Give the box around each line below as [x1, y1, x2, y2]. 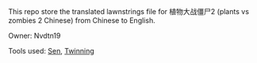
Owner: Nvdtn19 [8, 31, 61, 40]
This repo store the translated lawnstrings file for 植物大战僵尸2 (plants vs [8, 7, 250, 16]
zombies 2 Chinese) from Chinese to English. [8, 16, 156, 25]
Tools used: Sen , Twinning [8, 46, 95, 55]
